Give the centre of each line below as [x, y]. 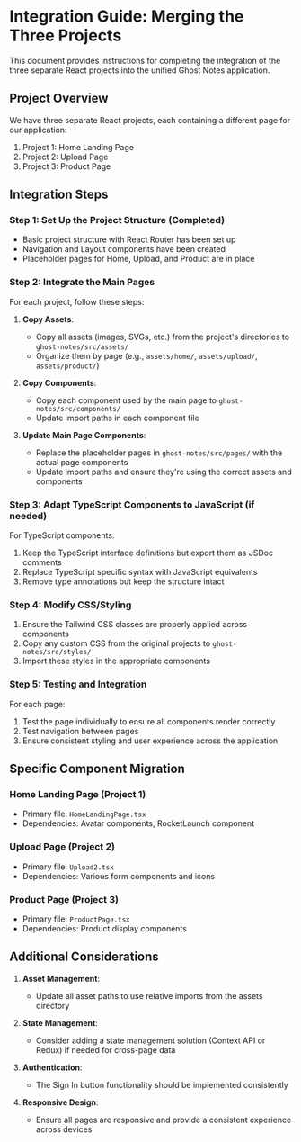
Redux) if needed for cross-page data [106, 1049]
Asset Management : [61, 978]
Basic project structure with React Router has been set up [129, 239]
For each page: [37, 704]
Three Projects [66, 36]
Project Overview [59, 99]
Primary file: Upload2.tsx [68, 867]
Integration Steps [59, 195]
